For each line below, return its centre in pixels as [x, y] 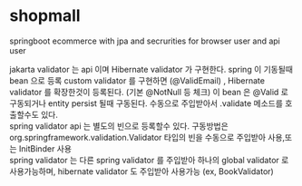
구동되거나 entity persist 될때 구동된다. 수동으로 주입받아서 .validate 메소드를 [146, 103]
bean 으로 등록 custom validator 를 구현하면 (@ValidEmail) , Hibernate [137, 80]
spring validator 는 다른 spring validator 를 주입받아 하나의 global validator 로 [149, 160]
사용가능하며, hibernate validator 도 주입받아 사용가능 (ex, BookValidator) [141, 171]
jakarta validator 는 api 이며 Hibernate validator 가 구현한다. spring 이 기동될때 [151, 69]
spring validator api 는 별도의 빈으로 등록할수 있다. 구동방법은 [119, 126]
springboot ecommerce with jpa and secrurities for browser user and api [145, 41]
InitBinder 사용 [45, 148]
